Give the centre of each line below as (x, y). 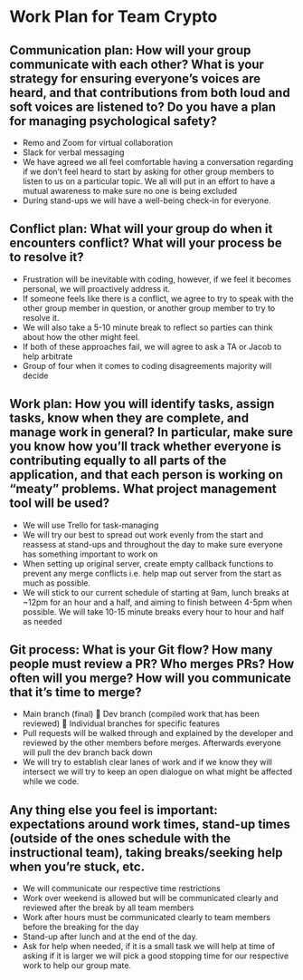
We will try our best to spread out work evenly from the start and (143, 534)
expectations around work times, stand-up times (150, 824)
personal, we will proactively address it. (96, 288)
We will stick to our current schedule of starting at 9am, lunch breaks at (156, 592)
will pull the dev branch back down (87, 752)
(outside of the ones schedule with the (120, 838)
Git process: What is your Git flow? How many (141, 650)
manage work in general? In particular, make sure (151, 432)
